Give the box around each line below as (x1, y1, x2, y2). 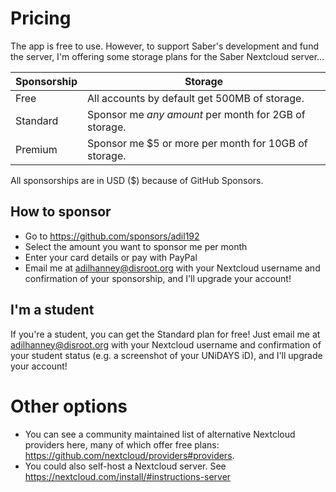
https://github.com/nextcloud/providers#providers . (24, 449, 235, 461)
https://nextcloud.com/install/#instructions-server (24, 470, 232, 482)
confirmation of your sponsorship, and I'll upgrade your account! (24, 272, 292, 284)
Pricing (10, 7, 72, 30)
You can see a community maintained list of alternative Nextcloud (24, 428, 296, 440)
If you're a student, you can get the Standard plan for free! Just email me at (10, 328, 321, 340)
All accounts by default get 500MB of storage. (86, 91, 305, 105)
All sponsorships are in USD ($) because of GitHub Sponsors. (10, 174, 264, 186)
